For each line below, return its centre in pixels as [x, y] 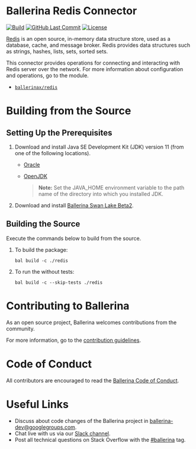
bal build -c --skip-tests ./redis [59, 283]
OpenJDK [35, 176]
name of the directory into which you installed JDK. [101, 194]
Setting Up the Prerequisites [59, 132]
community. [20, 328]
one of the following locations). [52, 153]
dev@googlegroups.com [45, 427]
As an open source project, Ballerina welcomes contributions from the [91, 322]
